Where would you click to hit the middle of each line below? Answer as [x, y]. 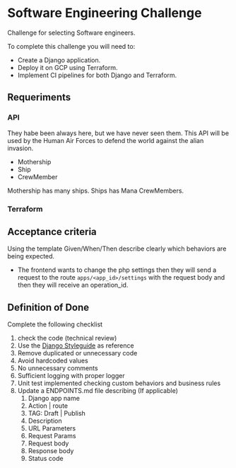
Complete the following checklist [55, 324]
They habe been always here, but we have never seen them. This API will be [118, 133]
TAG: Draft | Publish [57, 413]
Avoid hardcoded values [53, 361]
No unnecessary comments [58, 368]
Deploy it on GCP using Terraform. [67, 67]
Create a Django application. [59, 60]
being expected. [31, 256]
